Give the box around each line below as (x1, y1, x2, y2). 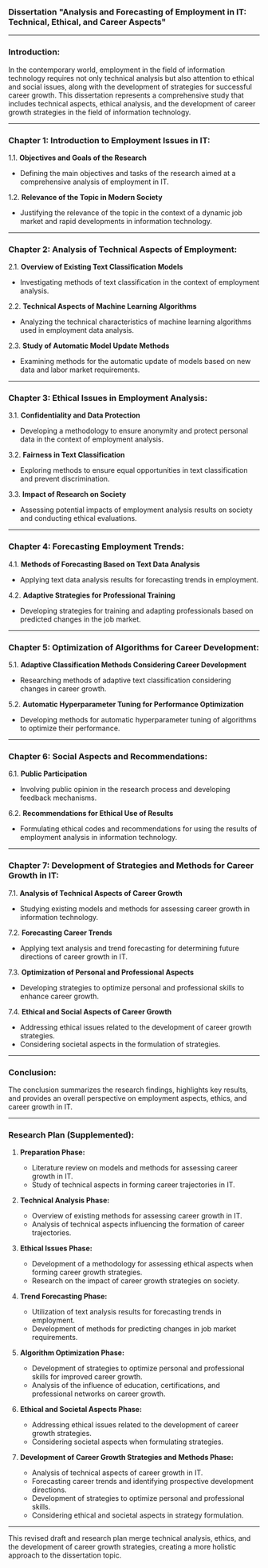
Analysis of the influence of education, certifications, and (31, 1381, 221, 1390)
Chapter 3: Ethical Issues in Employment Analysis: (8, 393, 208, 404)
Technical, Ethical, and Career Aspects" (8, 16, 167, 27)
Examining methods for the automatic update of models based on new (19, 357, 251, 366)
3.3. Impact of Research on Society (8, 490, 127, 499)
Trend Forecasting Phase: (19, 1291, 108, 1302)
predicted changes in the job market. (19, 614, 141, 624)
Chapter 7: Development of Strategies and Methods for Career (8, 860, 254, 871)
